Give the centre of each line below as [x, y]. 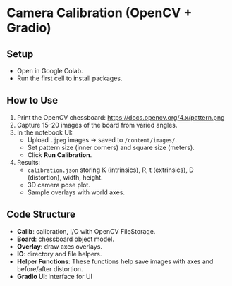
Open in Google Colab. [50, 71]
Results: [28, 162]
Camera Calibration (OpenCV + [99, 13]
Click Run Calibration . [60, 155]
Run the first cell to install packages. [69, 78]
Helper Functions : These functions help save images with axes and [115, 261]
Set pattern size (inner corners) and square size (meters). [111, 147]
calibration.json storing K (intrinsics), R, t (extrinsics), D [111, 170]
